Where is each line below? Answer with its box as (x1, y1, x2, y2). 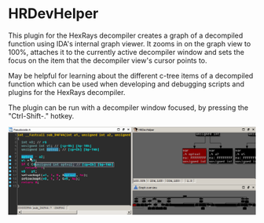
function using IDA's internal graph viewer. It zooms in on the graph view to (8, 38, 251, 48)
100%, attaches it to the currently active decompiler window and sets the (8, 47, 245, 57)
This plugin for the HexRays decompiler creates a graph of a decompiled (8, 31, 244, 40)
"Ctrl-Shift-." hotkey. (8, 111, 75, 120)
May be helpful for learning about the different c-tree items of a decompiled (8, 71, 254, 80)
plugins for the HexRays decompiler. (8, 87, 126, 97)
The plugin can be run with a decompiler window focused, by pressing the (8, 103, 249, 112)
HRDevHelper (8, 5, 99, 23)
